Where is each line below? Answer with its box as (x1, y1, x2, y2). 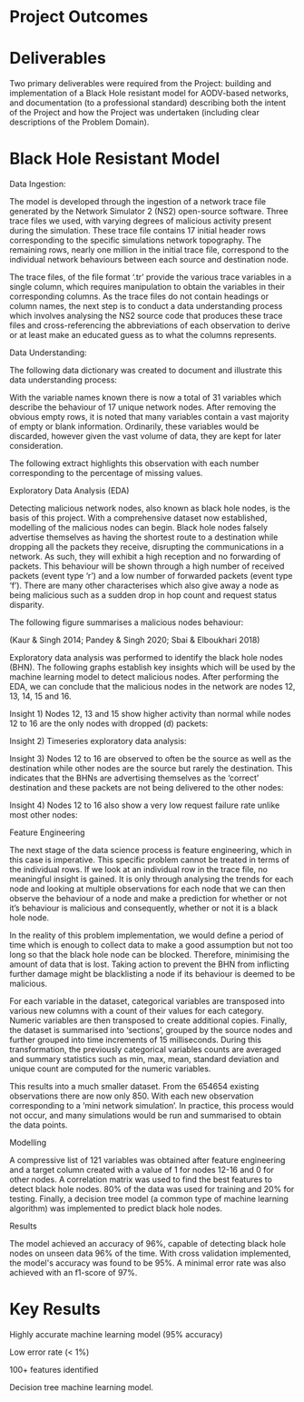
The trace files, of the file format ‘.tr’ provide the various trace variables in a (9, 272, 292, 283)
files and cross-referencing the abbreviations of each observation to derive (9, 320, 290, 331)
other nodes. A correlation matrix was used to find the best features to (9, 1174, 272, 1185)
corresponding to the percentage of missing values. (9, 468, 203, 479)
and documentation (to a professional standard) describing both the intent (9, 97, 287, 108)
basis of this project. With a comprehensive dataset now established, (9, 512, 268, 523)
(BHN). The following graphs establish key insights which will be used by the (9, 661, 296, 673)
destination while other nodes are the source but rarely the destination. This (9, 763, 293, 774)
